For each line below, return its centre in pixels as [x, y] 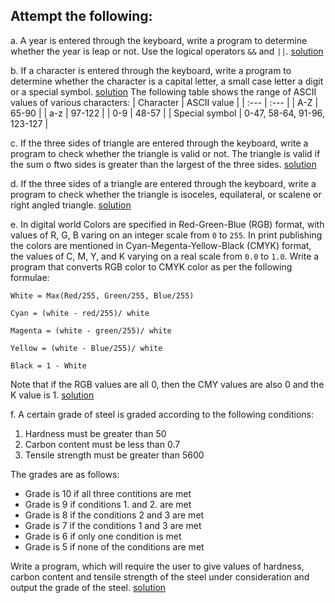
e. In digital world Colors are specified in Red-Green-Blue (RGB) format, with [167, 224]
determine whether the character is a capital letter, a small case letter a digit [167, 81]
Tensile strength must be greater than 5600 [114, 455]
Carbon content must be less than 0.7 [102, 444]
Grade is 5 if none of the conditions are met [114, 546]
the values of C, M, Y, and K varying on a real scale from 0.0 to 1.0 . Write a [165, 256]
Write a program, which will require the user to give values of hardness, [157, 566]
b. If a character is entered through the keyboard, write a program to [151, 70]
